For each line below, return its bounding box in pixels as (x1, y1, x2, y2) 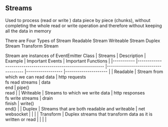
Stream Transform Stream (5, 42, 59, 49)
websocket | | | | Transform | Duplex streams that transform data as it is (5, 111, 153, 117)
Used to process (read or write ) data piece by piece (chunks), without (5, 17, 150, 23)
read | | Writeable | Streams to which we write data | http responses (5, 89, 145, 95)
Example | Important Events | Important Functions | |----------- (5, 57, 135, 64)
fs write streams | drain (5, 95, 53, 101)
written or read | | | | (5, 116, 47, 122)
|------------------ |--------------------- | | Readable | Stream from (24, 68, 163, 74)
